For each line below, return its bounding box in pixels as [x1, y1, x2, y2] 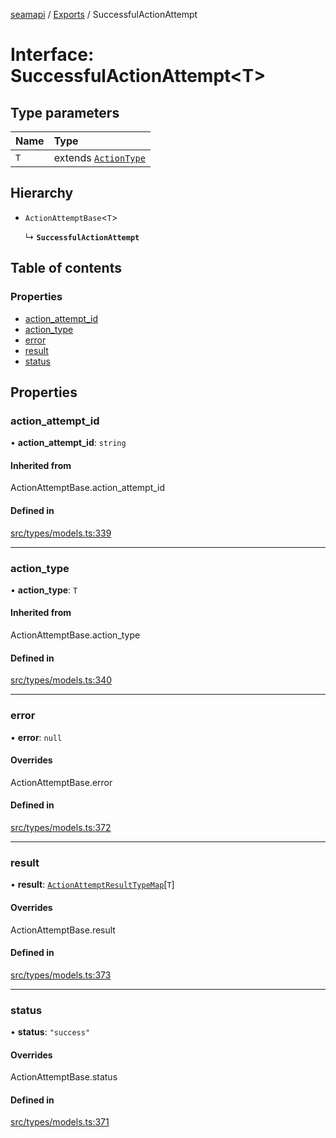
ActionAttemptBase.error [10, 776, 113, 788]
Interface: [10, 44, 95, 66]
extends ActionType [53, 151, 146, 164]
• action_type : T [10, 584, 78, 596]
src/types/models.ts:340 [10, 674, 112, 686]
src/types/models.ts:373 [10, 969, 112, 981]
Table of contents [10, 260, 122, 277]
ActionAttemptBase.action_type [10, 629, 141, 641]
